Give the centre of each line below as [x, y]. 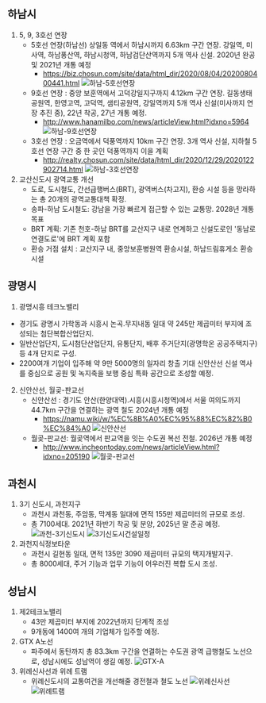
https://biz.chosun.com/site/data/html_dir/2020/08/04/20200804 [150, 73]
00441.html [61, 83]
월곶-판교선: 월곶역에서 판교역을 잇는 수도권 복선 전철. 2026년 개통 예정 [141, 438]
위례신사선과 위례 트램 [53, 671]
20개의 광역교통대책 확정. [87, 199]
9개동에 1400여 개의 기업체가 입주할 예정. [95, 632]
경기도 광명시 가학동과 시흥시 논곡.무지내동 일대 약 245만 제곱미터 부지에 [131, 323]
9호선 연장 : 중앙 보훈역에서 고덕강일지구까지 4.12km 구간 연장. [128, 93]
